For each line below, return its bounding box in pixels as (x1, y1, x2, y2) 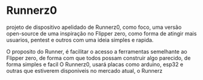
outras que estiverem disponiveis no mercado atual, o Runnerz (6, 67, 163, 74)
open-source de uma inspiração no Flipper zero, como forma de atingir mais (6, 29, 197, 37)
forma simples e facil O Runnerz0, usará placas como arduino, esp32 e (6, 61, 184, 68)
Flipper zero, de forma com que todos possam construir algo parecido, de (6, 54, 191, 61)
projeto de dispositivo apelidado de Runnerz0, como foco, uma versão (6, 23, 182, 31)
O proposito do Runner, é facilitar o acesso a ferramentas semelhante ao (6, 48, 188, 55)
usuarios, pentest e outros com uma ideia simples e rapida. (6, 36, 154, 43)
